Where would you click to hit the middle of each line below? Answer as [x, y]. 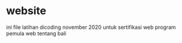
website [26, 11]
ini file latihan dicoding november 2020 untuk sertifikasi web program [91, 27]
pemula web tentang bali [36, 33]
